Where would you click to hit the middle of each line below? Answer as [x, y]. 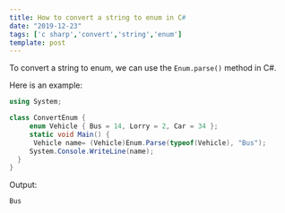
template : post [38, 43]
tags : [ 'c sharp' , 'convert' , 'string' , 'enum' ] [95, 34]
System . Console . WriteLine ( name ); [91, 151]
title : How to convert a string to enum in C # [98, 17]
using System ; [36, 102]
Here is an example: [46, 85]
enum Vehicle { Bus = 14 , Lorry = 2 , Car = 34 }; [124, 126]
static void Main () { [69, 134]
